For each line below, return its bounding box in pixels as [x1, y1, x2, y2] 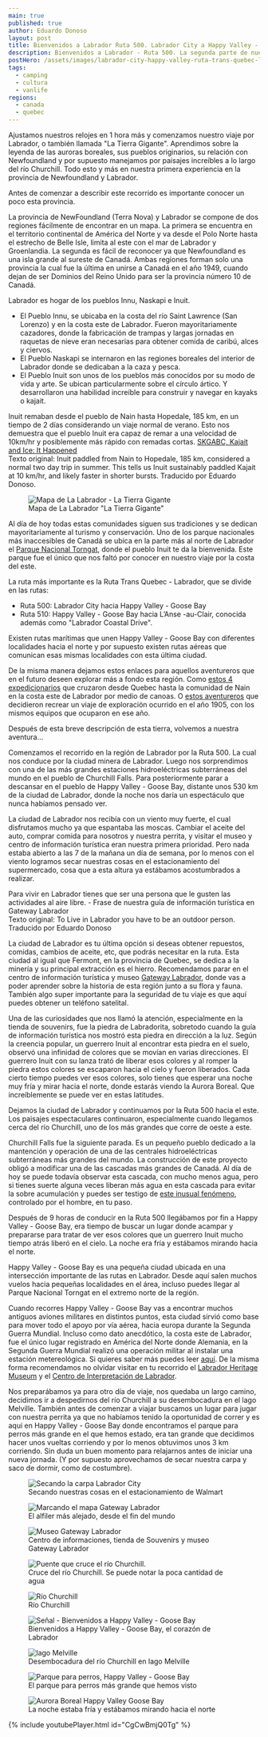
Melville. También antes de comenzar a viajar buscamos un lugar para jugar [8, 1404, 257, 1413]
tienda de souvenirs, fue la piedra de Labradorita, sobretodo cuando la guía [8, 1022, 257, 1031]
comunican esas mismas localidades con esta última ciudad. [8, 651, 207, 659]
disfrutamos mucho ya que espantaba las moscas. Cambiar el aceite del [8, 823, 246, 832]
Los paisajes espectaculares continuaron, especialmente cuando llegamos [8, 1114, 254, 1123]
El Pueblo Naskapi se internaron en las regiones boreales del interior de [19, 353, 255, 363]
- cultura [15, 78, 48, 86]
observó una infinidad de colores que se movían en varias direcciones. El [8, 1048, 249, 1057]
